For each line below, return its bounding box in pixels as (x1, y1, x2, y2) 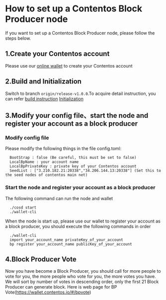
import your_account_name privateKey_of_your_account (9, 237, 123, 242)
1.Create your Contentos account (5, 50, 110, 58)
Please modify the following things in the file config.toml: (5, 146, 122, 151)
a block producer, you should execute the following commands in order (5, 223, 151, 229)
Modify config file (5, 134, 49, 141)
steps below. (5, 35, 31, 41)
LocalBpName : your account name (9, 159, 79, 164)
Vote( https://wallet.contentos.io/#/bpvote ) (5, 289, 91, 296)
